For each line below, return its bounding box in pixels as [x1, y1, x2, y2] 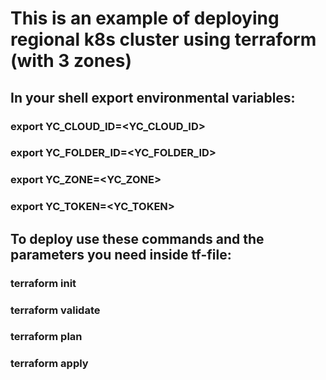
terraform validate [10, 303, 101, 317]
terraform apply [10, 357, 89, 371]
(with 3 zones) [10, 50, 133, 72]
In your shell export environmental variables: [10, 89, 296, 106]
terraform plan [10, 330, 83, 344]
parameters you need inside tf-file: [10, 246, 232, 263]
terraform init [10, 276, 77, 290]
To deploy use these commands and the [10, 230, 265, 247]
